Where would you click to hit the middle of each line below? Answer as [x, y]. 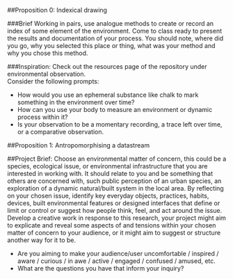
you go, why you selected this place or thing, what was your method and [111, 46]
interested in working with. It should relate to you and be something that [110, 174]
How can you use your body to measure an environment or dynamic [115, 110]
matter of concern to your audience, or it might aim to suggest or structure [114, 233]
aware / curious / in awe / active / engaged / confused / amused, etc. [116, 261]
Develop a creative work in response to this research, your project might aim [116, 218]
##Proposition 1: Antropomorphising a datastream [79, 145]
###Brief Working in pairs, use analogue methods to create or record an [111, 23]
